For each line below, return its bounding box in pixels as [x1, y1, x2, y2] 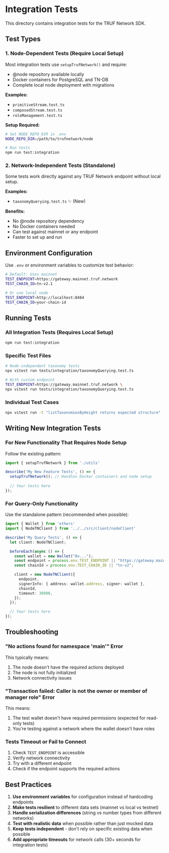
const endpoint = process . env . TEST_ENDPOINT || [14, 558, 116, 563]
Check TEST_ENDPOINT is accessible [12, 750, 85, 756]
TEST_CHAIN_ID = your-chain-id [5, 300, 66, 305]
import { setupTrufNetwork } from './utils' [5, 460, 100, 466]
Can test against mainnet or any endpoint [12, 229, 98, 235]
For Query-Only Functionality [5, 500, 78, 507]
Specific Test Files [5, 352, 51, 359]
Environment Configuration [5, 248, 93, 257]
